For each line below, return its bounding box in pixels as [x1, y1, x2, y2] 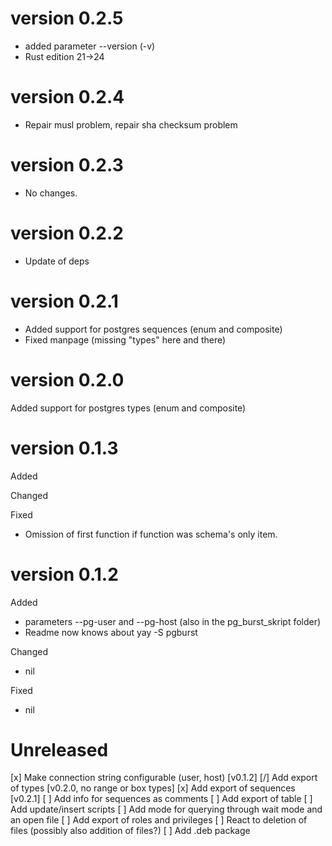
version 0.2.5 [10, 7, 124, 30]
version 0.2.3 [10, 154, 124, 177]
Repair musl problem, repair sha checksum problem [24, 118, 238, 131]
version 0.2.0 [10, 368, 125, 391]
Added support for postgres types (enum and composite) [10, 402, 247, 414]
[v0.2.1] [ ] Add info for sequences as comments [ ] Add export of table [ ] [10, 793, 313, 805]
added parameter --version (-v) [24, 40, 156, 52]
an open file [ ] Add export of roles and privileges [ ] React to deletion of [10, 814, 308, 826]
